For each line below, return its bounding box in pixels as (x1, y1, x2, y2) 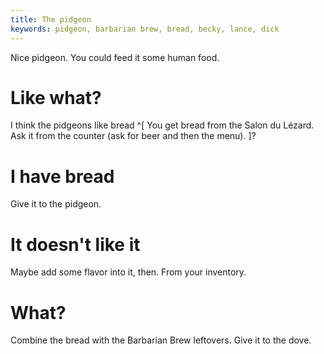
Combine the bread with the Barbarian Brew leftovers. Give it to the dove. (10, 334, 312, 346)
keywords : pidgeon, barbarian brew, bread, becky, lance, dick (10, 24, 280, 34)
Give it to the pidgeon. (10, 198, 102, 210)
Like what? (10, 86, 102, 109)
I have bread (10, 165, 115, 188)
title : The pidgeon (10, 14, 92, 25)
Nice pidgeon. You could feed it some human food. (10, 51, 220, 63)
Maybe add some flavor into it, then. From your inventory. (10, 266, 247, 278)
